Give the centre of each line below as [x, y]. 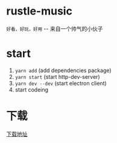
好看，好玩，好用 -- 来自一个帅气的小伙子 [55, 28]
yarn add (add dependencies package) [63, 70]
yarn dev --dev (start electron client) [61, 83]
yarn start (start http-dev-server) [58, 76]
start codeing [32, 90]
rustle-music [39, 11]
